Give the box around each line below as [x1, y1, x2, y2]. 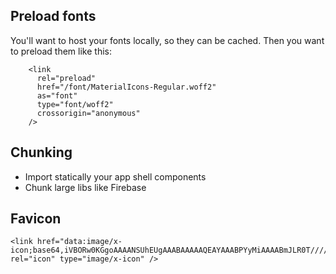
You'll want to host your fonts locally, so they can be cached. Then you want [10, 34, 325, 46]
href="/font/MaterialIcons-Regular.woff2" [36, 82, 217, 92]
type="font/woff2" [36, 99, 114, 109]
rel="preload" [36, 73, 97, 83]
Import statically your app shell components [24, 170, 207, 183]
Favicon [10, 210, 62, 228]
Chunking [10, 144, 73, 161]
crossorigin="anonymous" [36, 108, 141, 118]
